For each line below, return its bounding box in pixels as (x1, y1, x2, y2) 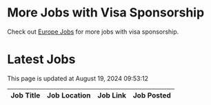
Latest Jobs (7, 51, 76, 67)
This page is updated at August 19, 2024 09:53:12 (7, 74, 148, 82)
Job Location (47, 91, 91, 100)
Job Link (97, 91, 126, 100)
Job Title (10, 91, 41, 100)
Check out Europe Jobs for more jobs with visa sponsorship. (7, 27, 179, 36)
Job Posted (132, 91, 171, 100)
